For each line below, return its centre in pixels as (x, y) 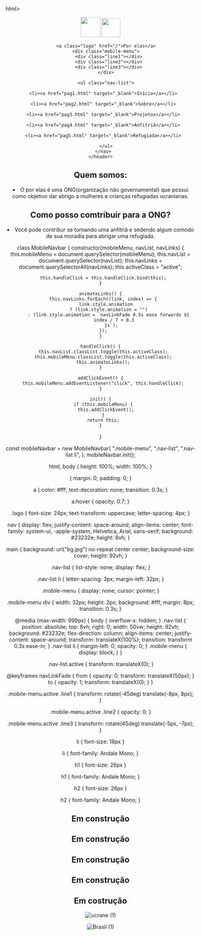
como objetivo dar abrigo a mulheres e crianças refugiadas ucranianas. (100, 196)
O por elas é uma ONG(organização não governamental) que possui (104, 190)
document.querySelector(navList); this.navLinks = (100, 260)
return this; (103, 420)
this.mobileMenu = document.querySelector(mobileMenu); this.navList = (100, 254)
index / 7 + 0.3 (114, 320)
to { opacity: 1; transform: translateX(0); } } (100, 682)
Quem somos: (100, 175)
